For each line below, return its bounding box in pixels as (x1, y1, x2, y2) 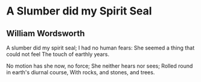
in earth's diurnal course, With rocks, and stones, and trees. (6, 69, 155, 76)
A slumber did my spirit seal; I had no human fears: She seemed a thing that (6, 44, 195, 51)
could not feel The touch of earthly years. (6, 51, 110, 58)
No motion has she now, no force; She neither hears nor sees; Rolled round (6, 62, 193, 69)
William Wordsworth (6, 28, 85, 39)
